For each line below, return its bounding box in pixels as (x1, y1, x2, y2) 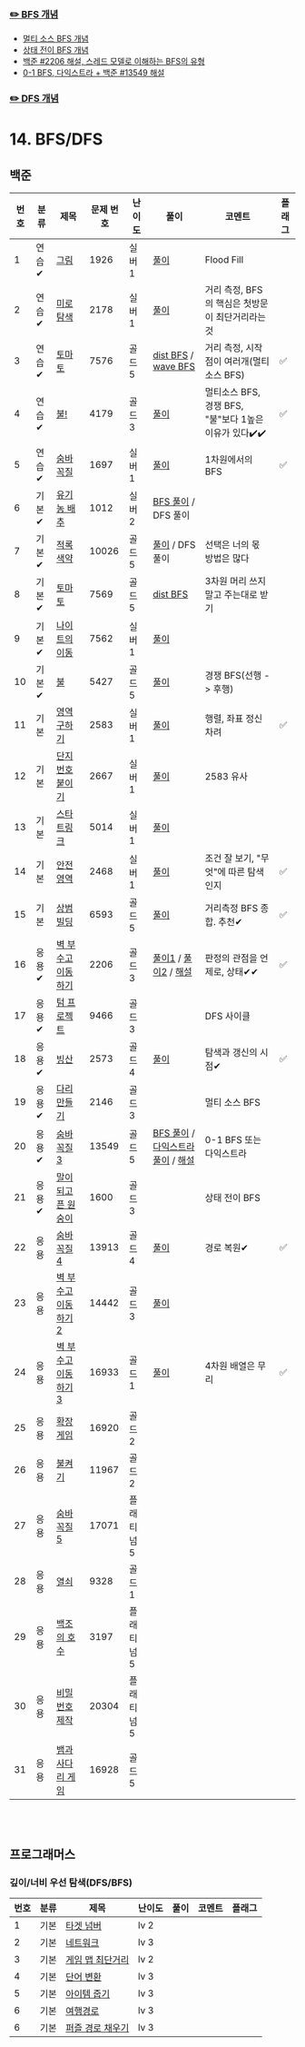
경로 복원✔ (204, 1242, 250, 1255)
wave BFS (152, 361, 195, 373)
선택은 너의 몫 (204, 539, 261, 551)
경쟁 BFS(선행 (204, 670, 262, 682)
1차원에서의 (204, 453, 253, 466)
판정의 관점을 (204, 952, 259, 965)
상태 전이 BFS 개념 (22, 45, 89, 55)
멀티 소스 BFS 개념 (22, 34, 89, 45)
